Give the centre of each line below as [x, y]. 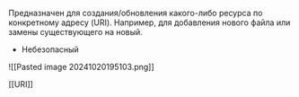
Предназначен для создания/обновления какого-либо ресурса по [136, 13]
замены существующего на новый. [75, 32]
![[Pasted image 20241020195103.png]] [81, 67]
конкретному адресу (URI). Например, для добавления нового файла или [149, 22]
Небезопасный [50, 49]
